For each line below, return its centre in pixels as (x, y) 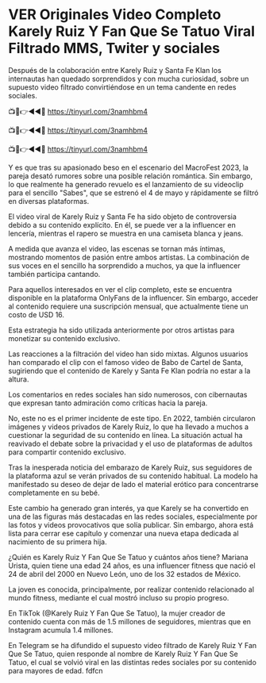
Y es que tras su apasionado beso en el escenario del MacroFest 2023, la (128, 167)
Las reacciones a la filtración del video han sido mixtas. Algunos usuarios (128, 354)
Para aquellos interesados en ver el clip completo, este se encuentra (120, 289)
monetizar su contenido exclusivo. (64, 338)
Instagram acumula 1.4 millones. (61, 630)
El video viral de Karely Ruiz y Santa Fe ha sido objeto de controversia (122, 217)
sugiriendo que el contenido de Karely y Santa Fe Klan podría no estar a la (129, 370)
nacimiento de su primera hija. (58, 542)
